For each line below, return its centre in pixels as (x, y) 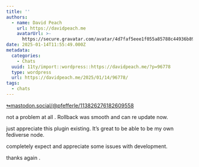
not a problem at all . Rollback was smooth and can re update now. (87, 117)
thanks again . (23, 158)
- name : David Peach (37, 23)
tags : (13, 83)
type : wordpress (31, 72)
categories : (26, 56)
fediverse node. (25, 134)
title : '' (18, 12)
